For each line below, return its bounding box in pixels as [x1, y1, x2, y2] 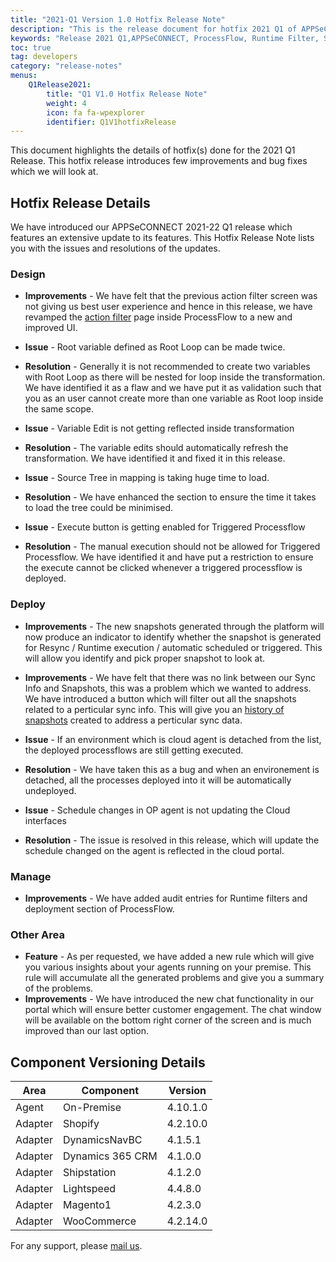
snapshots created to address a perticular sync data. [24, 714, 243, 726]
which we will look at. [10, 166, 99, 178]
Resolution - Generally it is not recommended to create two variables [24, 361, 311, 373]
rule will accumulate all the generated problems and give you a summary [24, 972, 325, 984]
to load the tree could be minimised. [24, 502, 174, 514]
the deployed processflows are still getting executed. [24, 744, 244, 756]
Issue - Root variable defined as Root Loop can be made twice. [24, 341, 286, 353]
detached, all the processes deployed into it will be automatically [24, 774, 292, 786]
